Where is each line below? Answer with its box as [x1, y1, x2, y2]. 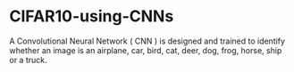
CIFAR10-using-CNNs [9, 6, 174, 27]
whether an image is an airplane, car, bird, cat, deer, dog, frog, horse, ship [9, 44, 282, 55]
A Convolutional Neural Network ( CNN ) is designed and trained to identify [9, 36, 286, 46]
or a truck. [9, 54, 47, 65]
